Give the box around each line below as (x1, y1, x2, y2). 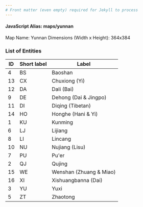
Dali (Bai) (52, 86, 74, 93)
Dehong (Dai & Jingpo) (52, 94, 107, 101)
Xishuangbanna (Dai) (52, 177, 103, 184)
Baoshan (52, 69, 73, 76)
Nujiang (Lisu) (52, 144, 86, 151)
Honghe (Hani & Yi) (52, 111, 98, 118)
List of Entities (5, 47, 42, 54)
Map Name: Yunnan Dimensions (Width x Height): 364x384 (5, 34, 130, 41)
